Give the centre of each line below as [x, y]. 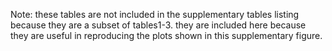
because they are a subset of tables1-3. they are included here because [158, 25]
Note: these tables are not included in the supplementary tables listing [155, 14]
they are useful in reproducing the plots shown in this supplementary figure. [166, 35]
